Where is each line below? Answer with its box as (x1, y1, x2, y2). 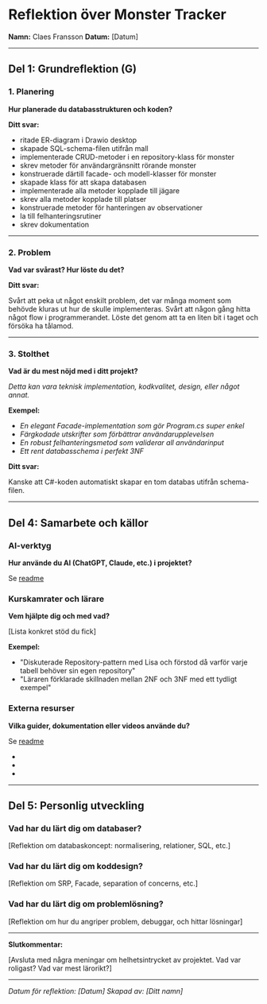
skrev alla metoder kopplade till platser (19, 194, 147, 204)
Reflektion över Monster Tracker (8, 6, 226, 24)
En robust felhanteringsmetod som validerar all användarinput (19, 438, 225, 448)
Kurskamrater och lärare (8, 593, 105, 604)
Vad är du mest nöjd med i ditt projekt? (8, 366, 138, 376)
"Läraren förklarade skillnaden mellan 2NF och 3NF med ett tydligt (19, 674, 238, 684)
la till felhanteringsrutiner (19, 211, 102, 220)
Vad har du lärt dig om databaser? (8, 823, 142, 834)
